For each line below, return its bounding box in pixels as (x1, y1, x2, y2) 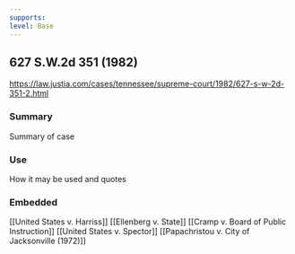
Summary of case (9, 131, 75, 142)
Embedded (9, 196, 58, 208)
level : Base (9, 22, 54, 31)
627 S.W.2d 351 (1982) (9, 55, 139, 70)
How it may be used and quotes (9, 173, 127, 184)
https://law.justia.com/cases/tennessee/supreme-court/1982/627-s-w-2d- (9, 78, 285, 90)
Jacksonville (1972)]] (9, 235, 87, 247)
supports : (9, 13, 47, 22)
